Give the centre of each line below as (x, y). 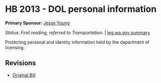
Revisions (21, 63)
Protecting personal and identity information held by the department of (77, 42)
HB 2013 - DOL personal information (81, 9)
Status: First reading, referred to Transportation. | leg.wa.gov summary (78, 32)
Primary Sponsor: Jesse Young (38, 23)
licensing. (15, 47)
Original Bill (24, 75)
